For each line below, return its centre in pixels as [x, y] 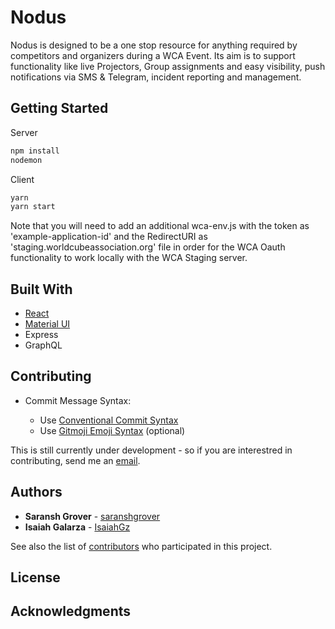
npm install [35, 151]
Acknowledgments [71, 611]
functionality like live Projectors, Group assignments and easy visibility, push [168, 66]
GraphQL [43, 345]
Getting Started [59, 108]
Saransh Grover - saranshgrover [92, 516]
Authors [36, 492]
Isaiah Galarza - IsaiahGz [77, 527]
